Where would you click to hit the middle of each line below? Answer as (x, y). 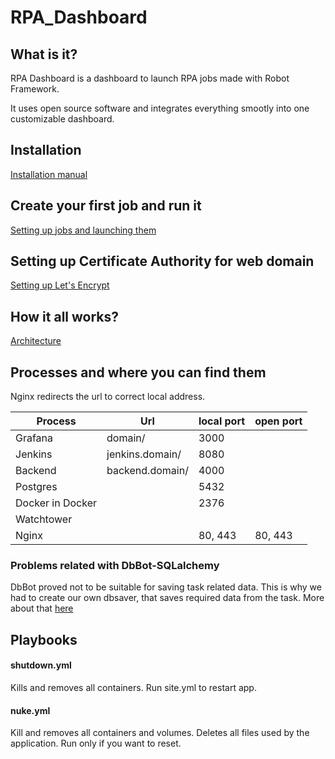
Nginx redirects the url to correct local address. (108, 397)
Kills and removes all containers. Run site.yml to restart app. (133, 687)
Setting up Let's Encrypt (60, 285)
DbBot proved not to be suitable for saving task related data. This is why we (166, 587)
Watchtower (44, 519)
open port (278, 421)
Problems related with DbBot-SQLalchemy (115, 565)
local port (222, 421)
